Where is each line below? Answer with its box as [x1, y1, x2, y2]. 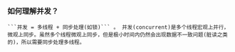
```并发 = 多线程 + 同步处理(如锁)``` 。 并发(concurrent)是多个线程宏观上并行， [7, 24, 229, 31]
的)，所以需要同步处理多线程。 [7, 39, 85, 46]
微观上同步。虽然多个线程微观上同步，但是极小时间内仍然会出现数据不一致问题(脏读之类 [7, 32, 228, 39]
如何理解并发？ [7, 6, 59, 15]
